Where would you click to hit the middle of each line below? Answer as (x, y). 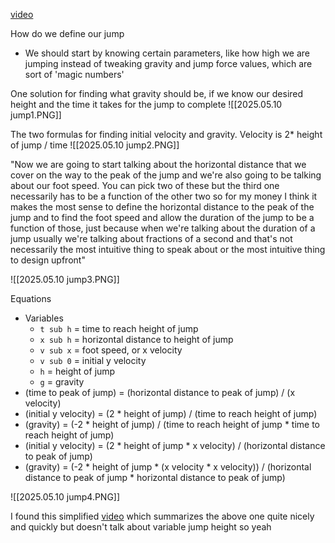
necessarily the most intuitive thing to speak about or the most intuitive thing (168, 249)
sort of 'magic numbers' (74, 74)
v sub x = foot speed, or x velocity (111, 350)
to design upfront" (48, 260)
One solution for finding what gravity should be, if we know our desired (157, 93)
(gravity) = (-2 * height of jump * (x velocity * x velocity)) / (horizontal (168, 467)
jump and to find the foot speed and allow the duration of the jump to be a (162, 217)
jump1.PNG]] (36, 115)
